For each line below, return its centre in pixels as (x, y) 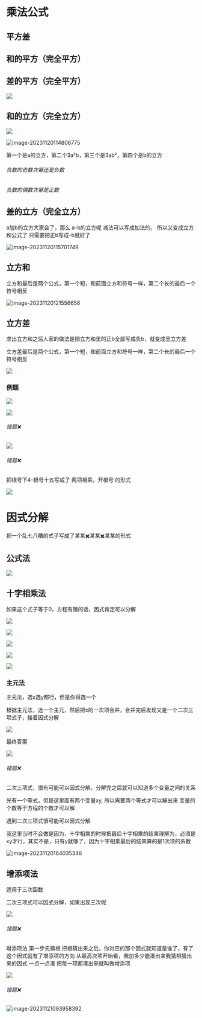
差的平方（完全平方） (46, 81)
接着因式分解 (43, 717)
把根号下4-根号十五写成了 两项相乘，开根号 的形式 (69, 480)
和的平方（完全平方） (46, 59)
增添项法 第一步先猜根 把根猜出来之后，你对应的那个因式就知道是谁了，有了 (100, 949)
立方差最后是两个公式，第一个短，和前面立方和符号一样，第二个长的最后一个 (101, 352)
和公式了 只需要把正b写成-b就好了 (48, 235)
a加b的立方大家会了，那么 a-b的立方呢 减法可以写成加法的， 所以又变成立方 (100, 227)
